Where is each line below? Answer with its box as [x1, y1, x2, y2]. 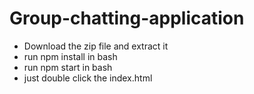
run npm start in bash [23, 61, 113, 73]
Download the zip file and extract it [23, 40, 169, 52]
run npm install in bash [23, 50, 118, 62]
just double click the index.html [23, 72, 153, 84]
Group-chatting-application [9, 7, 245, 30]
